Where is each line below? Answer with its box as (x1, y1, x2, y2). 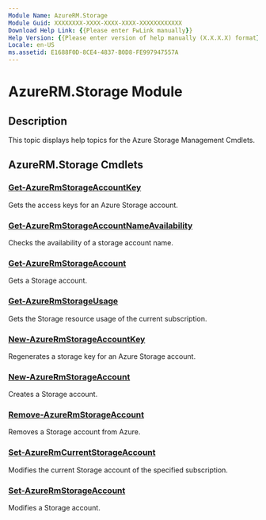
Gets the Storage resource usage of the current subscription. (8, 314, 207, 323)
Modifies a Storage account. (8, 503, 101, 513)
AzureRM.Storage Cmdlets (8, 158, 144, 171)
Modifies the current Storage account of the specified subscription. (8, 465, 228, 475)
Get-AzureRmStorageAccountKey (8, 182, 142, 193)
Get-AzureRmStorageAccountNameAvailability (8, 220, 193, 231)
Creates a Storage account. (8, 390, 98, 399)
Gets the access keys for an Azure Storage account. (8, 200, 178, 210)
